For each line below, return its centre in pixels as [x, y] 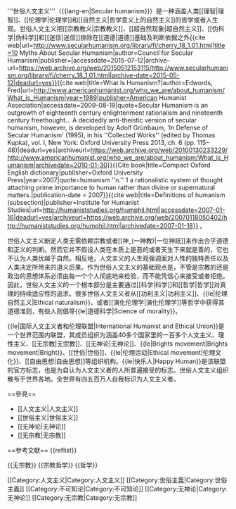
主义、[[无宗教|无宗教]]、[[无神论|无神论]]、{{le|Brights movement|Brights [120, 344]
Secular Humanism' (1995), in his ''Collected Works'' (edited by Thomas [111, 135]
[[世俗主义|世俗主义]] [48, 417]
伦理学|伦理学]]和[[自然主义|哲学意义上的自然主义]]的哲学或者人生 [124, 20]
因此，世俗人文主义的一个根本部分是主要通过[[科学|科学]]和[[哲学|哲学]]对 [114, 285]
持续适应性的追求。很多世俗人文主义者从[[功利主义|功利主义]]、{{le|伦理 [124, 294]
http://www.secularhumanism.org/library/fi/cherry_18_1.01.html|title [129, 45]
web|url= [20, 45]
